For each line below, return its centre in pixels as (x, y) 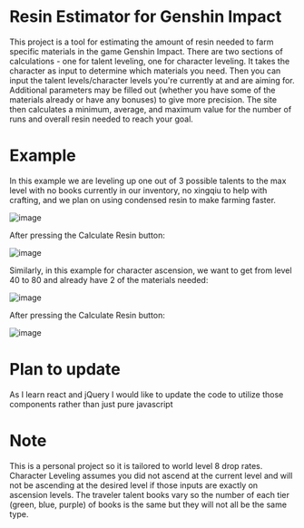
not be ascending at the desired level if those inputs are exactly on (134, 485)
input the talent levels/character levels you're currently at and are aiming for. (152, 80)
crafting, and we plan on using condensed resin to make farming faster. (143, 200)
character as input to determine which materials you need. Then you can (145, 71)
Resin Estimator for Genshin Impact (146, 17)
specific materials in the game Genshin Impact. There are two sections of (146, 51)
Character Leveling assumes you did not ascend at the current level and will (151, 475)
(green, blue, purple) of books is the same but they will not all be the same (148, 504)
